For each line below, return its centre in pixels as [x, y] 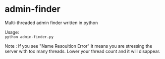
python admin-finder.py [29, 37]
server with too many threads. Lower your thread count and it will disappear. [82, 51]
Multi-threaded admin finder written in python [51, 23]
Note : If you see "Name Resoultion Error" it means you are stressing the [79, 46]
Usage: [12, 32]
